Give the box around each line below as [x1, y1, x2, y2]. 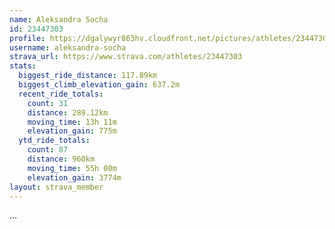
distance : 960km [27, 154, 96, 164]
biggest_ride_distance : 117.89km [18, 71, 158, 81]
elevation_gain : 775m [27, 126, 117, 136]
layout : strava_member [9, 182, 104, 192]
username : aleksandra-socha [9, 42, 127, 53]
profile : [9, 33, 46, 43]
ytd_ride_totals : [18, 136, 91, 146]
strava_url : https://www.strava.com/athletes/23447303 [9, 52, 243, 62]
